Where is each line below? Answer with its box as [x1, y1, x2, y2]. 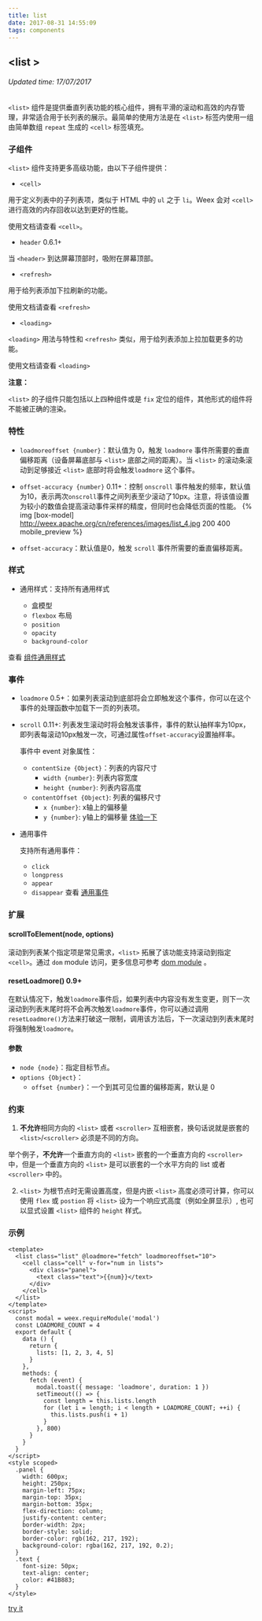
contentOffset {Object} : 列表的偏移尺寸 [31, 792, 162, 803]
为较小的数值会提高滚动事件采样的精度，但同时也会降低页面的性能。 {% [19, 501, 253, 511]
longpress [31, 871, 65, 880]
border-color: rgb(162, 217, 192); [22, 1535, 139, 1543]
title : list [8, 11, 47, 20]
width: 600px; [22, 1473, 68, 1481]
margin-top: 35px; [22, 1494, 83, 1501]
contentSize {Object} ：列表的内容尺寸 [31, 763, 157, 773]
